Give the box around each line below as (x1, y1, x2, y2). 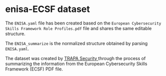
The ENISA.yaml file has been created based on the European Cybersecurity (5, 20, 161, 26)
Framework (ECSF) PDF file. (5, 66, 63, 72)
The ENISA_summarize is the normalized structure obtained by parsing (5, 40, 148, 46)
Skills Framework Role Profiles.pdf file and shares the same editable (5, 25, 152, 31)
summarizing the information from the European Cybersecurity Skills (5, 60, 147, 66)
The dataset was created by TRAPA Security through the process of (5, 55, 146, 61)
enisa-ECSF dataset (5, 3, 91, 15)
